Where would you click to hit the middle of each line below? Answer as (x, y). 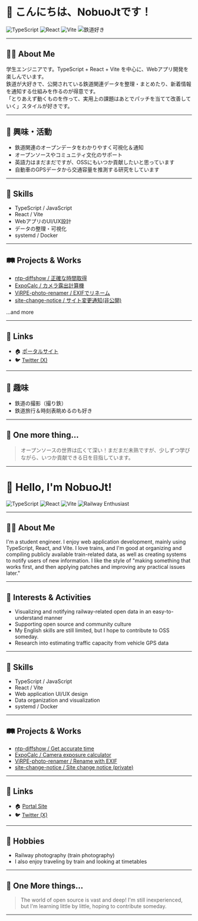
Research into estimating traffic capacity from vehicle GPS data (92, 643)
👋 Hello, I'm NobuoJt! (59, 487)
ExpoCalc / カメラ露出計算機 (49, 286)
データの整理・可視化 (40, 229)
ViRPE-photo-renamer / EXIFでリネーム (62, 293)
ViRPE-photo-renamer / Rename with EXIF (66, 761)
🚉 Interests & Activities (49, 597)
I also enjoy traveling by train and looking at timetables (81, 862)
